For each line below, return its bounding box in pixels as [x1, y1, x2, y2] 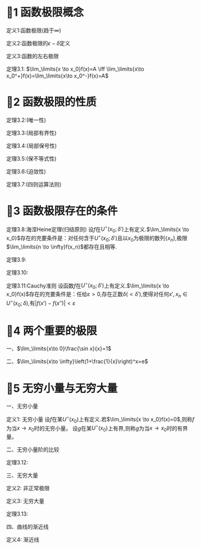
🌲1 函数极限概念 [6, 5, 85, 19]
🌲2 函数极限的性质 [6, 95, 97, 109]
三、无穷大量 [6, 472, 38, 479]
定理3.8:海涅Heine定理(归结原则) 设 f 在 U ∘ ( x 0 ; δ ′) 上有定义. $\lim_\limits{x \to [6, 225, 190, 234]
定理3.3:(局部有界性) [6, 129, 57, 136]
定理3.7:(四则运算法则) [6, 180, 62, 188]
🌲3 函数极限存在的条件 [6, 204, 118, 218]
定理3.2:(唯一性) [6, 116, 46, 123]
